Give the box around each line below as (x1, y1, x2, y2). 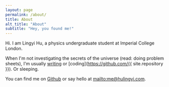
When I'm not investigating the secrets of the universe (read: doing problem (5, 55, 164, 61)
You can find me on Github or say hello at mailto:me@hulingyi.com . (5, 76, 146, 82)
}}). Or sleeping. (5, 66, 39, 72)
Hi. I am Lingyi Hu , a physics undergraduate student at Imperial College (5, 40, 155, 46)
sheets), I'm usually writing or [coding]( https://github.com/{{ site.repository (5, 61, 163, 67)
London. (5, 46, 23, 52)
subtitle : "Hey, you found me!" (5, 26, 74, 31)
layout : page (5, 7, 33, 13)
